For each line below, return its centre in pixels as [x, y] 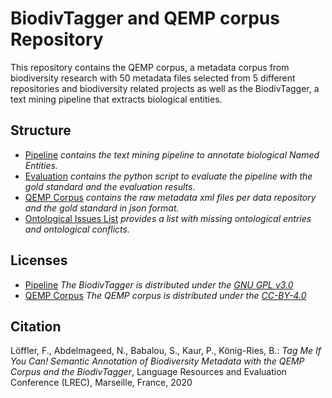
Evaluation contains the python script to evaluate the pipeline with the [168, 176]
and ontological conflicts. [77, 229]
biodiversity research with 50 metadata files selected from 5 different [153, 78]
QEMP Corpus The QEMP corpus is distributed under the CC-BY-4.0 [165, 295]
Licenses [39, 260]
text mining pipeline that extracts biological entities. [116, 99]
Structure [41, 130]
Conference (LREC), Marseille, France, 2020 [101, 383]
